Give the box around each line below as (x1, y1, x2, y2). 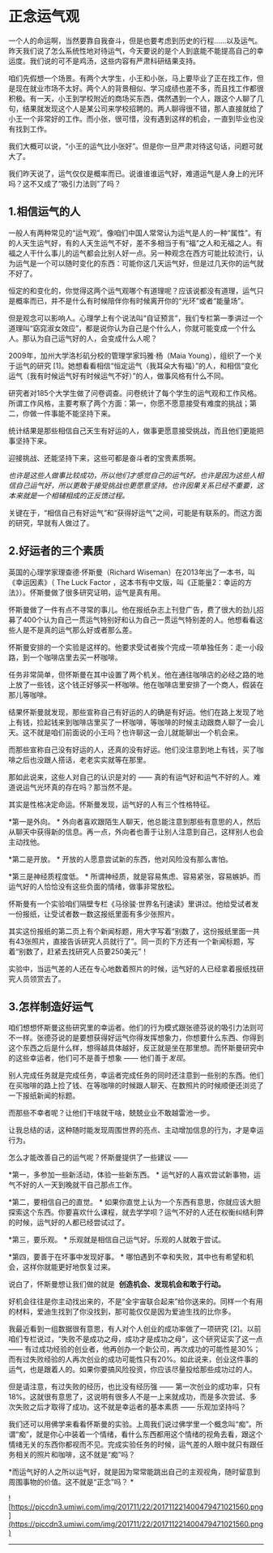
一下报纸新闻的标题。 (8, 1091, 79, 1100)
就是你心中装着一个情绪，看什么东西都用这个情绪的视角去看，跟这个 (36, 1430, 263, 1439)
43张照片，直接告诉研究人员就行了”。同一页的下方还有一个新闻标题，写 (15, 936, 255, 946)
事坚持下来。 (8, 436, 51, 445)
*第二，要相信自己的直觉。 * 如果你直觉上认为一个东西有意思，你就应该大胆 (8, 1198, 261, 1207)
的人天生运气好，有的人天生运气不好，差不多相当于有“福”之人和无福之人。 (8, 238, 257, 247)
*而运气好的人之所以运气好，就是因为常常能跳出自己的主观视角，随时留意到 (8, 1467, 261, 1477)
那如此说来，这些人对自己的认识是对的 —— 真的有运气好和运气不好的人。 (8, 772, 254, 781)
